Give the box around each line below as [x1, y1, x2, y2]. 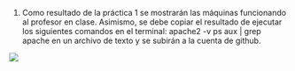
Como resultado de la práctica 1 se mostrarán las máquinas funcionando [21, 8, 286, 18]
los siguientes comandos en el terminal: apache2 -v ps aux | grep [21, 26, 261, 36]
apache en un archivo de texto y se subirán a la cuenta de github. [21, 35, 261, 46]
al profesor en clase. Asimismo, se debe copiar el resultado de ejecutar [21, 17, 283, 27]
